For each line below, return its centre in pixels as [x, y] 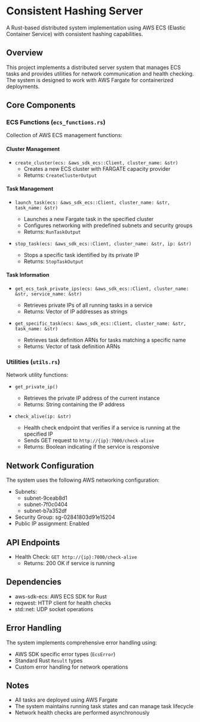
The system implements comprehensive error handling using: [81, 642]
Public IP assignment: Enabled [52, 524]
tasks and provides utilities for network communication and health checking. [100, 74]
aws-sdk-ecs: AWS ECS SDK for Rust [61, 596]
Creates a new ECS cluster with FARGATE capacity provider [97, 168]
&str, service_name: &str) [48, 294]
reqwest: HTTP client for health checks [63, 603]
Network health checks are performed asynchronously [82, 713]
